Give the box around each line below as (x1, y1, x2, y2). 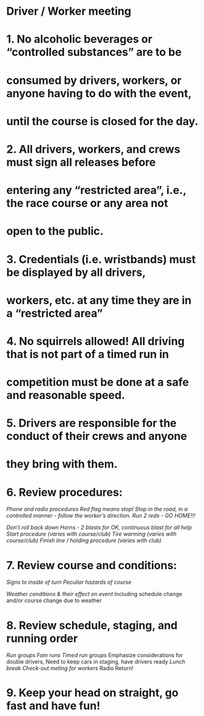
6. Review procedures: (6, 485, 123, 499)
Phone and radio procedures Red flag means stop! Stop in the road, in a (6, 505, 188, 513)
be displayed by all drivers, (6, 265, 147, 279)
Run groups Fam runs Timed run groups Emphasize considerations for (6, 652, 183, 659)
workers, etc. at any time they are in (6, 293, 192, 307)
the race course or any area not (6, 196, 169, 211)
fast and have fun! (6, 699, 101, 713)
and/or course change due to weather (6, 597, 102, 604)
